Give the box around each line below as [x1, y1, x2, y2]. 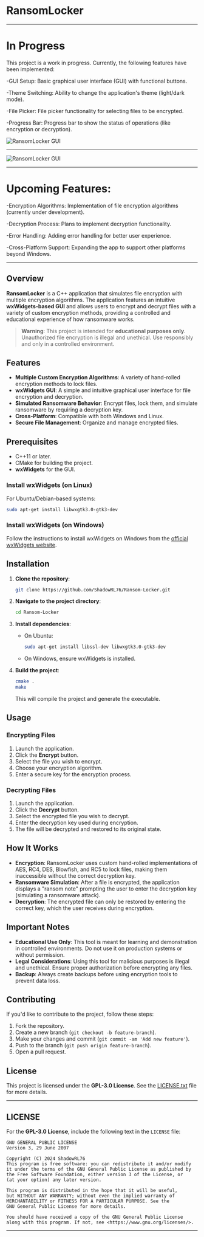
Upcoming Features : [6, 182, 111, 196]
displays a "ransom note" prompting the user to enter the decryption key [15, 885, 197, 892]
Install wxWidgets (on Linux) [6, 481, 93, 489]
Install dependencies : [15, 621, 71, 628]
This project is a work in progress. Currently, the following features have [6, 59, 187, 66]
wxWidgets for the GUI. [15, 466, 75, 473]
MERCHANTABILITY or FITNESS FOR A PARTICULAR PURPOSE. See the [6, 1198, 170, 1204]
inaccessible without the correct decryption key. [15, 872, 136, 879]
